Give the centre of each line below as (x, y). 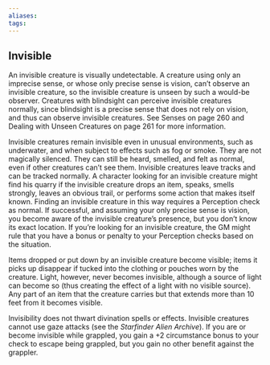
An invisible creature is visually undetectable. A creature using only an (125, 75)
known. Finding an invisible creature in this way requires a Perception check (134, 202)
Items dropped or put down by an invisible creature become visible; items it (133, 260)
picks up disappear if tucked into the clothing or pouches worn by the (124, 269)
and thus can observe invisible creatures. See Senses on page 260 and (127, 118)
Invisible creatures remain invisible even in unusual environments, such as (131, 142)
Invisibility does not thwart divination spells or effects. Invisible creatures (129, 318)
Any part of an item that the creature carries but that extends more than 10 (131, 294)
